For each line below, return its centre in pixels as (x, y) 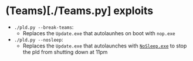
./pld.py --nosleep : (38, 39)
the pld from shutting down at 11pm (65, 52)
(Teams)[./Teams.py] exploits (79, 11)
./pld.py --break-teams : (44, 27)
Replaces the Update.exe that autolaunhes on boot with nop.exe (99, 33)
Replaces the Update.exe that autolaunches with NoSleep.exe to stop (105, 46)
